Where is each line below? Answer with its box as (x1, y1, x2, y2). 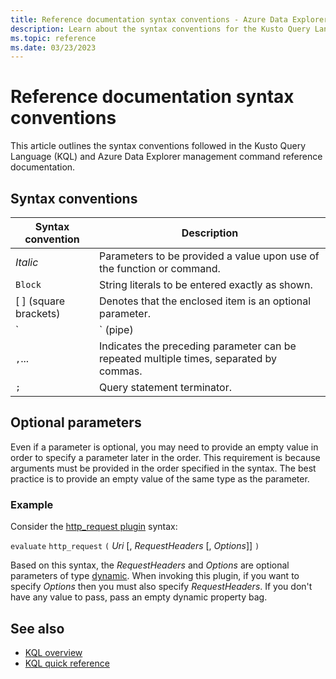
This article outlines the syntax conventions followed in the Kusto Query (10, 140, 307, 152)
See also (10, 620, 65, 637)
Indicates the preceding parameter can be (98, 339, 297, 353)
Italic (15, 256, 39, 269)
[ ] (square (15, 294, 66, 308)
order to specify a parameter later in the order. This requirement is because (10, 451, 321, 463)
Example (10, 497, 54, 511)
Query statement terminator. (98, 381, 232, 394)
